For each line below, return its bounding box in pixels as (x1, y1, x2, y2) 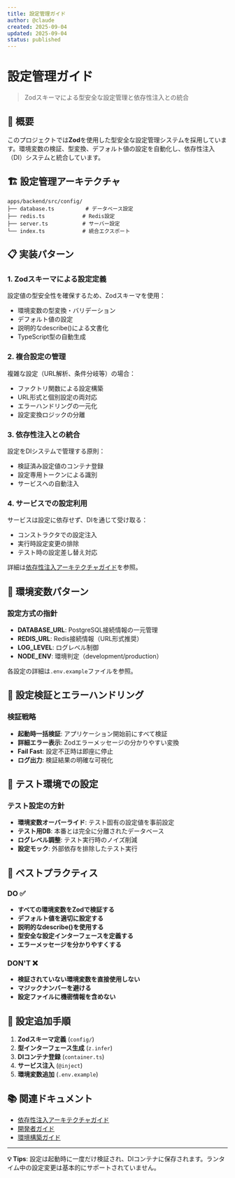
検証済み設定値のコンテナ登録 (17, 461, 104, 470)
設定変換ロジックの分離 (17, 410, 85, 419)
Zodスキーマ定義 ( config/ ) (17, 1035, 94, 1043)
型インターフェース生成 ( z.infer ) (17, 1044, 113, 1052)
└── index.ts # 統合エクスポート (7, 227, 131, 235)
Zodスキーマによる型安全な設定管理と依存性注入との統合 (24, 93, 190, 102)
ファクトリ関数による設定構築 (17, 384, 104, 393)
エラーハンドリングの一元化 (17, 401, 98, 410)
